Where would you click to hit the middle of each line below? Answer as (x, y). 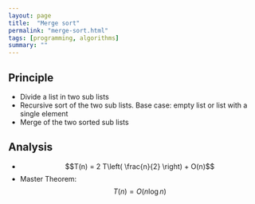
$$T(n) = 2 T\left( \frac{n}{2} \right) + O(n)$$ (140, 166)
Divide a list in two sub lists (64, 96)
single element (44, 113)
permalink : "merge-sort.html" (59, 30)
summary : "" (28, 45)
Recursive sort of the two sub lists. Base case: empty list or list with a (133, 105)
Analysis (31, 147)
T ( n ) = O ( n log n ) (140, 191)
